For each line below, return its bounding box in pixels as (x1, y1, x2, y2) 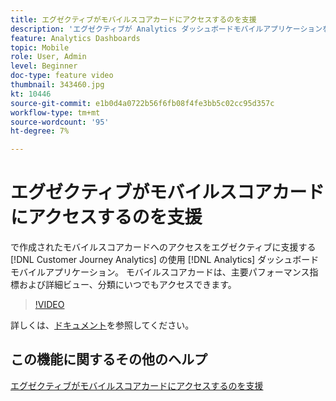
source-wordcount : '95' (10, 117, 110, 127)
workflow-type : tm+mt (10, 107, 101, 118)
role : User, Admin (10, 52, 87, 62)
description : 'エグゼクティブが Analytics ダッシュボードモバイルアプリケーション (10, 24, 323, 34)
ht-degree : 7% (10, 126, 70, 136)
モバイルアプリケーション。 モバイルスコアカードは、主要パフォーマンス (10, 266, 310, 278)
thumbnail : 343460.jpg (10, 80, 105, 90)
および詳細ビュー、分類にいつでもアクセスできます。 (18, 279, 237, 291)
